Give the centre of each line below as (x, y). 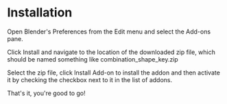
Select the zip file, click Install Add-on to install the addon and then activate (114, 73)
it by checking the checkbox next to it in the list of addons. (90, 79)
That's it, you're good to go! (46, 93)
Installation (40, 13)
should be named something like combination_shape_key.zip (93, 59)
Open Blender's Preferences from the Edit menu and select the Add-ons (109, 31)
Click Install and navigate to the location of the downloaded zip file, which (111, 52)
